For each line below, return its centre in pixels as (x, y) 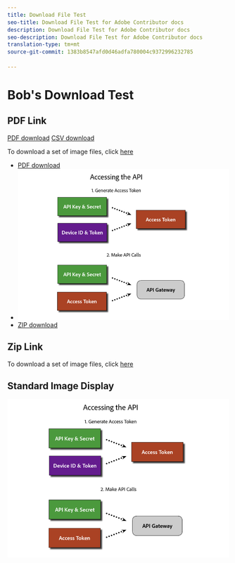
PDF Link (27, 121)
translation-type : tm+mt (44, 45)
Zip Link (25, 347)
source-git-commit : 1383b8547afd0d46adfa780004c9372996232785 (100, 52)
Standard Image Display (61, 386)
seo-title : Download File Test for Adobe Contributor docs (96, 22)
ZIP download (38, 324)
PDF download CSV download (51, 138)
